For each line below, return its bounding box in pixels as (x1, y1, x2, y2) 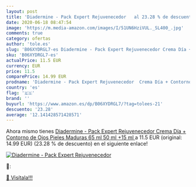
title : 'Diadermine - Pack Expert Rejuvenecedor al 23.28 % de (6, 14, 168, 20)
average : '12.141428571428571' (6, 112, 82, 117)
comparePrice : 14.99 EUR (6, 74, 66, 79)
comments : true (6, 30, 43, 36)
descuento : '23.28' (6, 106, 54, 112)
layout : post (6, 8, 38, 15)
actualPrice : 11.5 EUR (6, 57, 61, 63)
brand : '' (6, 95, 30, 101)
